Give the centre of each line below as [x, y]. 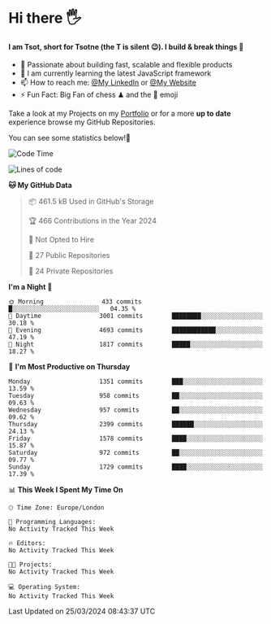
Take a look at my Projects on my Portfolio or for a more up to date [120, 114]
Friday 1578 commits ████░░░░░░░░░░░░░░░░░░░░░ [136, 439]
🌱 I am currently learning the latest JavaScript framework [116, 73]
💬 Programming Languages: [52, 522]
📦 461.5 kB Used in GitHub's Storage [91, 202]
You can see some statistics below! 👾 [70, 138]
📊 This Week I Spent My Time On [66, 490]
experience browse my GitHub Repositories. [82, 122]
